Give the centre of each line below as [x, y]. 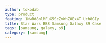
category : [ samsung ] [27, 33]
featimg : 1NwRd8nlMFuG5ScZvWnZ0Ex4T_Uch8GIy [52, 19]
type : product [20, 14]
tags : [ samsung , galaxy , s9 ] [35, 28]
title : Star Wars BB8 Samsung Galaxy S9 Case [53, 23]
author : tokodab [22, 10]
